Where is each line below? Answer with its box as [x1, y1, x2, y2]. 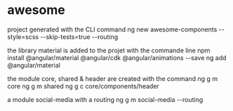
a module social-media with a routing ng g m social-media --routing [7, 95, 204, 103]
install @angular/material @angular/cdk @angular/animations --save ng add [7, 53, 227, 61]
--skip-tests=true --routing [40, 32, 119, 40]
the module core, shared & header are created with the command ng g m [7, 74, 218, 82]
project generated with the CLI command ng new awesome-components [7, 25, 218, 34]
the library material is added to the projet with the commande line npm [7, 46, 211, 54]
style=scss [7, 32, 39, 40]
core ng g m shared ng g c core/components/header [7, 82, 159, 90]
